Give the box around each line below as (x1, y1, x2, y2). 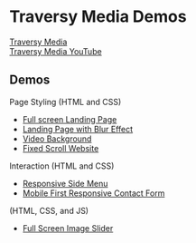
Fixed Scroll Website (22, 142, 99, 153)
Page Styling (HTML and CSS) (9, 96, 122, 107)
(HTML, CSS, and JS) (9, 205, 89, 216)
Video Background (22, 133, 92, 144)
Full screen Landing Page (22, 113, 117, 124)
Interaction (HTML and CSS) (9, 160, 115, 171)
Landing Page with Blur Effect (22, 123, 134, 134)
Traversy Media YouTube (9, 45, 102, 56)
